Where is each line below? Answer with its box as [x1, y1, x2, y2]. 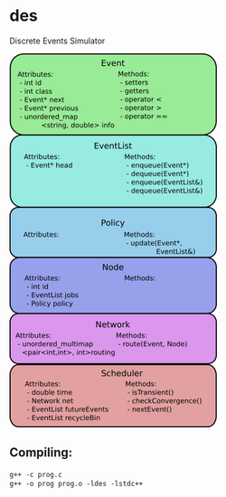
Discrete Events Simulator [9, 35, 106, 46]
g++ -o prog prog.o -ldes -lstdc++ [9, 479, 144, 488]
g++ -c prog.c [9, 470, 63, 479]
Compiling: [9, 445, 73, 461]
